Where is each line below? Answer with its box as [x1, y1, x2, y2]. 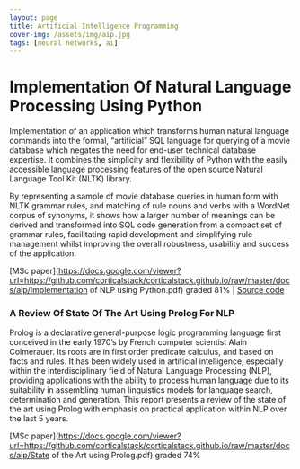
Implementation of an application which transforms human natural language [9, 126, 290, 137]
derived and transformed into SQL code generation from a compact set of [9, 219, 283, 230]
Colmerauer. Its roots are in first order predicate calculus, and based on [9, 347, 274, 358]
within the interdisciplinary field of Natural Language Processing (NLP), [9, 366, 272, 376]
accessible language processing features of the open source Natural [9, 164, 263, 175]
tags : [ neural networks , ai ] [9, 38, 119, 48]
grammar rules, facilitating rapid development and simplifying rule [9, 229, 253, 240]
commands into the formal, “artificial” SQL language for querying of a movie [9, 136, 290, 146]
